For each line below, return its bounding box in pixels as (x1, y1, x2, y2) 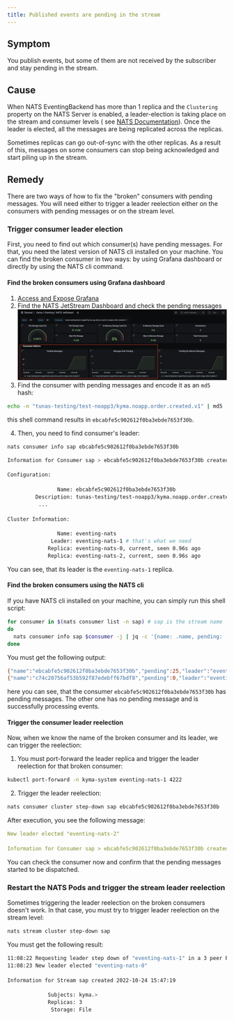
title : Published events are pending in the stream (7, 11, 160, 18)
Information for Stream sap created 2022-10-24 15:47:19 (7, 977, 176, 984)
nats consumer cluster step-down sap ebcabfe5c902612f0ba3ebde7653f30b (7, 804, 219, 811)
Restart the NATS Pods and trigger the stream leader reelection (7, 882, 226, 892)
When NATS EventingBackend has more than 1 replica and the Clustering (7, 103, 218, 111)
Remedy (7, 173, 44, 185)
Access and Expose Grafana (17, 294, 100, 302)
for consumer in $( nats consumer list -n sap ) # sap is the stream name (7, 619, 223, 626)
